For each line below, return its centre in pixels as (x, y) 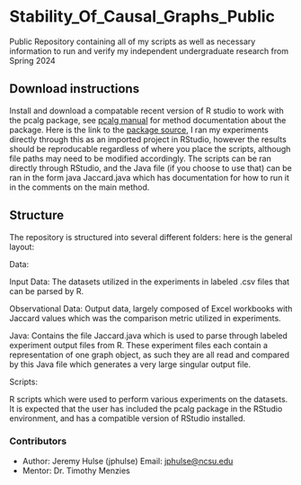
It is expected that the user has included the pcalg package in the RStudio (146, 409)
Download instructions (75, 89)
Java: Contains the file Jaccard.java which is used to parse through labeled (148, 336)
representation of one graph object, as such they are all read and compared (150, 355)
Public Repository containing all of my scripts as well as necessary (133, 41)
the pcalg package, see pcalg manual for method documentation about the (148, 120)
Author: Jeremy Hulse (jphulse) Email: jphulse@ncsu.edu (128, 461)
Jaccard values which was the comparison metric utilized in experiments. (145, 318)
